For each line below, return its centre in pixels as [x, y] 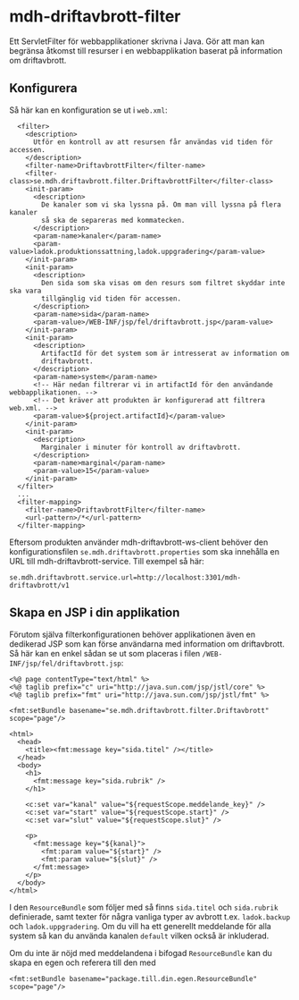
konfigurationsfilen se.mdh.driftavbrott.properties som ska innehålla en [144, 551]
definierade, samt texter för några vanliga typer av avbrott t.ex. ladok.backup [150, 916]
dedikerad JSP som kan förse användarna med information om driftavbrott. [147, 644]
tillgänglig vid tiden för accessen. [111, 298]
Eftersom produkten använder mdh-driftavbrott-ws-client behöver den [139, 542]
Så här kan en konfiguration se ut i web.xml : [88, 110]
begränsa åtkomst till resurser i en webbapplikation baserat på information [146, 50]
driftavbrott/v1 [39, 585]
